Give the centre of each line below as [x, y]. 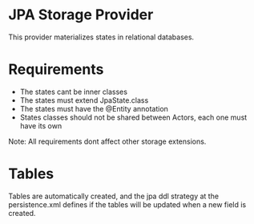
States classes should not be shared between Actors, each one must [133, 117]
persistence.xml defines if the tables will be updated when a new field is [127, 204]
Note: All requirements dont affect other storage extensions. [107, 141]
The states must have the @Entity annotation [94, 108]
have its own [41, 125]
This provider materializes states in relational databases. [101, 37]
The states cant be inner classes [74, 92]
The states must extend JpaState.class [84, 100]
